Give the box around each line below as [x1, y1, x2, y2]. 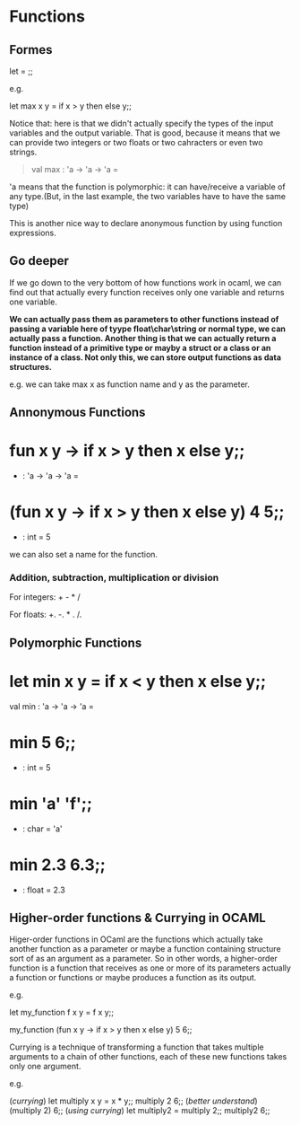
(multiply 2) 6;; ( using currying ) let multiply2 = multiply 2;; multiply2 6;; [9, 1105, 270, 1116]
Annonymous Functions [9, 405, 146, 420]
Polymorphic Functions [9, 635, 142, 650]
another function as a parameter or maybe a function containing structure [9, 944, 281, 954]
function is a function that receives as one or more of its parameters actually [9, 962, 291, 973]
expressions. [9, 227, 56, 238]
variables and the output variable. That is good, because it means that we [9, 127, 280, 138]
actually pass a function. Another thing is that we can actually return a [9, 332, 277, 343]
